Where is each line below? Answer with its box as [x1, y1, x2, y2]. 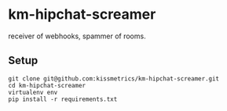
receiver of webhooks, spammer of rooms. [8, 31, 147, 41]
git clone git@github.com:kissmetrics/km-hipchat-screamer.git [8, 74, 220, 83]
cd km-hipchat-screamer [8, 81, 86, 89]
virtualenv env [8, 88, 58, 96]
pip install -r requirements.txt [8, 95, 118, 103]
